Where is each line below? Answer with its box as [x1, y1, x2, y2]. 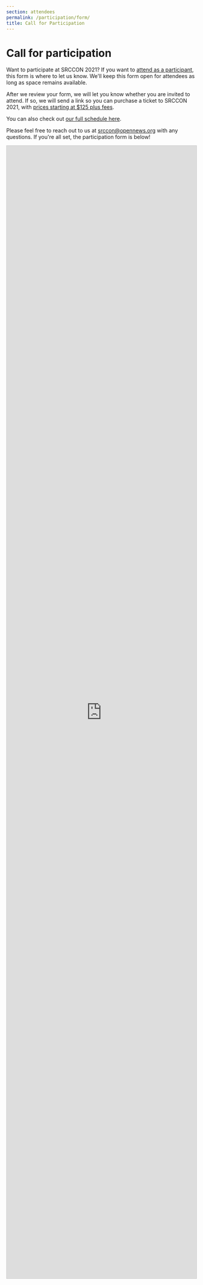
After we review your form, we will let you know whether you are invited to [6, 91, 190, 98]
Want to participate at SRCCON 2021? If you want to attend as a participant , [6, 66, 194, 73]
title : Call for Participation [6, 20, 85, 26]
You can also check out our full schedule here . [6, 115, 122, 123]
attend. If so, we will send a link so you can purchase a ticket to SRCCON [6, 97, 188, 105]
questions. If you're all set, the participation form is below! [6, 134, 151, 141]
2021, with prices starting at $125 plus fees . [6, 103, 114, 111]
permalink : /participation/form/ [6, 15, 90, 21]
